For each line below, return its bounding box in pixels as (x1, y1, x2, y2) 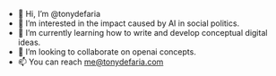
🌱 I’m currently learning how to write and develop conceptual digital (17, 28, 268, 38)
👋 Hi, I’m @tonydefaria (17, 9, 101, 19)
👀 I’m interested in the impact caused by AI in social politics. (17, 18, 240, 29)
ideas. (17, 37, 41, 47)
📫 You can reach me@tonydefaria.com (17, 56, 164, 67)
